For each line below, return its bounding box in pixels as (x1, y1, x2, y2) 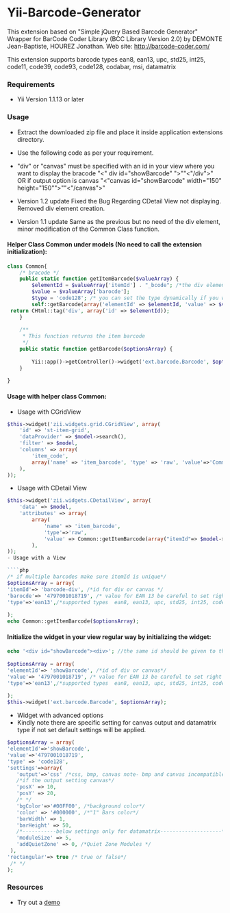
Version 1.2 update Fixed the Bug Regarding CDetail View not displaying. (16, 197, 221, 205)
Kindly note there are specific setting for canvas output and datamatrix (16, 718, 217, 727)
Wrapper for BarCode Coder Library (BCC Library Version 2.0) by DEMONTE (7, 34, 222, 42)
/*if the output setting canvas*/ (16, 777, 115, 784)
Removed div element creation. (16, 204, 105, 212)
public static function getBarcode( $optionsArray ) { (19, 346, 173, 353)
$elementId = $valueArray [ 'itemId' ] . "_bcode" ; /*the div (31, 282, 204, 289)
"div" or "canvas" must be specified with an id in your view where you (16, 162, 215, 170)
